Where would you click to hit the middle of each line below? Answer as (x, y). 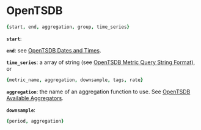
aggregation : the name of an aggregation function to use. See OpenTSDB (98, 92)
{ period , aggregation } (35, 121)
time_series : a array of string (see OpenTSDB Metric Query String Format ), (101, 62)
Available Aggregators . (35, 98)
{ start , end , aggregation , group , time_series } (68, 27)
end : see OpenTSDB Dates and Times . (54, 50)
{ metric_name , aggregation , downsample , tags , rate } (75, 80)
